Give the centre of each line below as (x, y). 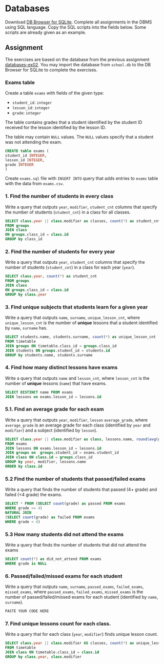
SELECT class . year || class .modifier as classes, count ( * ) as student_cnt (83, 221)
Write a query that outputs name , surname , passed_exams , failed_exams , (74, 586)
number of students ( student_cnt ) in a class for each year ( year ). (70, 267)
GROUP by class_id (24, 239)
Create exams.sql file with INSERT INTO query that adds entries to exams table (82, 178)
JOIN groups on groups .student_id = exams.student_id (62, 453)
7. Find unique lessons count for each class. (58, 624)
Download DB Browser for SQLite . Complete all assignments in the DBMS (79, 22)
